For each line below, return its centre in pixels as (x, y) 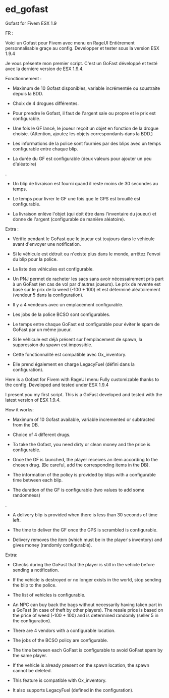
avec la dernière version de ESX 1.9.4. (45, 69)
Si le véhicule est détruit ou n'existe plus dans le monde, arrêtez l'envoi (86, 254)
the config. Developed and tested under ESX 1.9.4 (57, 385)
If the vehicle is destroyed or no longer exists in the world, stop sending (87, 579)
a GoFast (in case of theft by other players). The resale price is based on (88, 610)
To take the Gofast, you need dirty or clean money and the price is (81, 444)
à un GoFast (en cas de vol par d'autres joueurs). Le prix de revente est (87, 284)
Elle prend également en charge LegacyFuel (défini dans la (74, 364)
